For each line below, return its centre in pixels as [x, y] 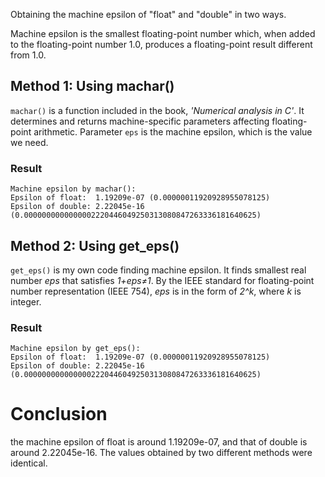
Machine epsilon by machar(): [73, 189]
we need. [29, 142]
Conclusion [59, 414]
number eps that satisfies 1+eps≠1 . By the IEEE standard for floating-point [162, 280]
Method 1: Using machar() [92, 86]
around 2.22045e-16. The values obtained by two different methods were [161, 453]
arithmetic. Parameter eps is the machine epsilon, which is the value [173, 131]
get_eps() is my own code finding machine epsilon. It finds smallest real [158, 270]
